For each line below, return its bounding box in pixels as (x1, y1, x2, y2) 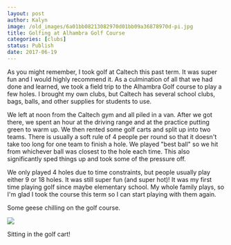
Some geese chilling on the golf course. (7, 203, 121, 212)
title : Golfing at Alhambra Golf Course (7, 29, 126, 37)
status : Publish (7, 42, 54, 49)
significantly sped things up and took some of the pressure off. (7, 154, 187, 163)
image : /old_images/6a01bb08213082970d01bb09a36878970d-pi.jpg (7, 23, 194, 30)
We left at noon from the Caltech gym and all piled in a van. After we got (7, 110, 213, 118)
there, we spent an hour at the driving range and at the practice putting (7, 118, 210, 126)
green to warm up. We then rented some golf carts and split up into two (7, 125, 211, 134)
